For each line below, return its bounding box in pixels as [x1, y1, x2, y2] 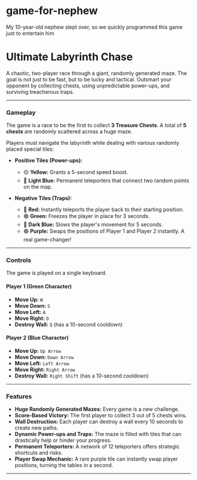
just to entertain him [6, 29, 55, 36]
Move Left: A [14, 308, 46, 315]
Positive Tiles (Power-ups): [14, 157, 83, 164]
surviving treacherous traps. [6, 88, 74, 95]
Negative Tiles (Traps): [14, 195, 72, 202]
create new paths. [14, 424, 59, 431]
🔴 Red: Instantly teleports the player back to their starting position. [23, 206, 184, 213]
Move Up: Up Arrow [14, 347, 62, 354]
